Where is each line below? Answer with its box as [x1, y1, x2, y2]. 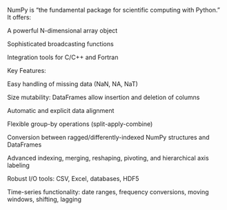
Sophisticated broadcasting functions [7, 40, 114, 48]
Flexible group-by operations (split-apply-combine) [7, 120, 153, 128]
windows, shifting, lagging [7, 196, 81, 203]
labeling [7, 161, 30, 169]
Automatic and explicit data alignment [7, 107, 115, 114]
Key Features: [7, 67, 46, 74]
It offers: [7, 13, 32, 21]
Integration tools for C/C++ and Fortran [7, 53, 119, 61]
